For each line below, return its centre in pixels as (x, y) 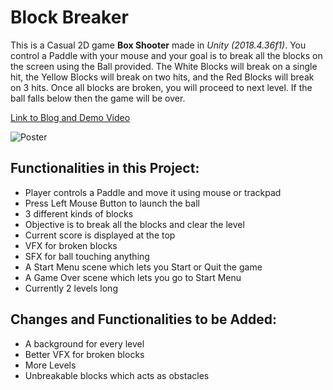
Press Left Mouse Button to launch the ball (112, 203)
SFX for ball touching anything (87, 256)
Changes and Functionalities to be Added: (144, 319)
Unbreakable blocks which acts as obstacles (117, 375)
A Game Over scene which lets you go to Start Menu (133, 277)
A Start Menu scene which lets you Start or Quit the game (143, 267)
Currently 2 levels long (71, 288)
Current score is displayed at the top (100, 235)
